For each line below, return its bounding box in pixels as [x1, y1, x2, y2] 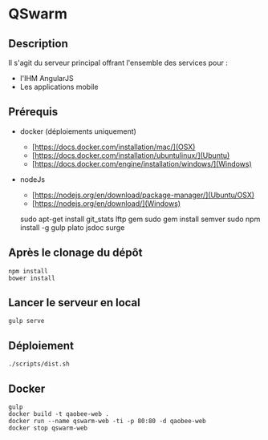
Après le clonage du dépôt [8, 246, 143, 260]
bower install [8, 274, 56, 282]
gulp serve [8, 317, 45, 325]
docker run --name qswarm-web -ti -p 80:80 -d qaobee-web [8, 418, 206, 426]
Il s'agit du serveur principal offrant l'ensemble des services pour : [8, 58, 229, 67]
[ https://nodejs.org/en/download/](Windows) [31, 198, 181, 208]
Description [8, 37, 68, 50]
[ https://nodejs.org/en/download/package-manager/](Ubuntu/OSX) [31, 190, 255, 200]
